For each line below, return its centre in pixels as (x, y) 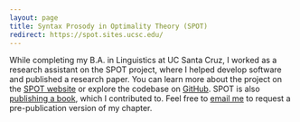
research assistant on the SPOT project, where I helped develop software (145, 70)
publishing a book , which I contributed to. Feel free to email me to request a (150, 99)
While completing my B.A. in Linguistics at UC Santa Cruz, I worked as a (143, 61)
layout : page (34, 18)
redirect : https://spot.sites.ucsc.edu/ (87, 34)
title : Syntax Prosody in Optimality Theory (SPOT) (108, 26)
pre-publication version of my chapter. (81, 108)
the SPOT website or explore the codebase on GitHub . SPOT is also (135, 89)
